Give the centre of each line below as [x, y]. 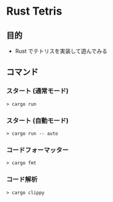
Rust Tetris [34, 11]
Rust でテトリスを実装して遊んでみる [61, 51]
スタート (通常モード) [37, 91]
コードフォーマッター [37, 150]
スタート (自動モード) [37, 120]
